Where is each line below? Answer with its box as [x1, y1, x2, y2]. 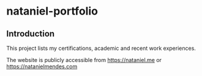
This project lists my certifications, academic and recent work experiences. [6, 44, 196, 52]
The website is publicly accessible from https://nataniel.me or [6, 57, 162, 63]
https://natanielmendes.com [6, 63, 78, 70]
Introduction [6, 29, 55, 39]
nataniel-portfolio [6, 4, 98, 18]
